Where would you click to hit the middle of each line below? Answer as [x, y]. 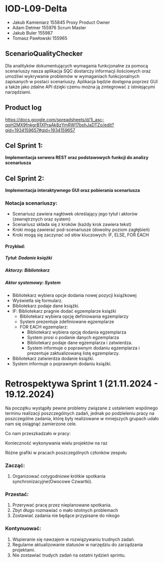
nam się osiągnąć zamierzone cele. [41, 424]
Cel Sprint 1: [24, 145]
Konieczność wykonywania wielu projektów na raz [56, 443]
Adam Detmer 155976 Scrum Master [49, 27]
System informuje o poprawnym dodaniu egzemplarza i [83, 348]
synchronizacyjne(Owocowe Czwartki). [52, 482]
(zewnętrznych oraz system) [41, 219]
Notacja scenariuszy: [31, 203]
